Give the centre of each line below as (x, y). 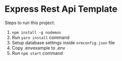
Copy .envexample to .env (38, 48)
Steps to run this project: (30, 23)
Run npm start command (37, 53)
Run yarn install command (41, 37)
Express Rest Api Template (61, 9)
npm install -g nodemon (36, 32)
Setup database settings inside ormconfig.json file (63, 42)
